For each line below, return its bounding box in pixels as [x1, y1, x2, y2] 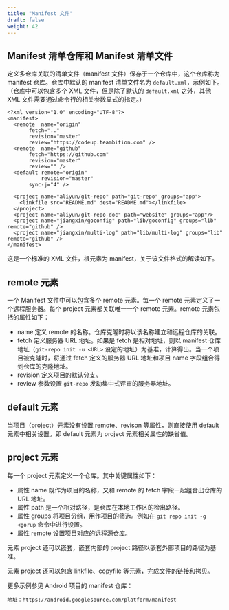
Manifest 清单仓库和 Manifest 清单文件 [7, 50, 173, 62]
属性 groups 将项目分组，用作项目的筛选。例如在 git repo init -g [17, 512, 206, 520]
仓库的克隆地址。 [23, 362, 72, 370]
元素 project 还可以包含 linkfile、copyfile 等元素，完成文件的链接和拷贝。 [7, 567, 214, 575]
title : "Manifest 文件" [7, 10, 74, 17]
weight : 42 [7, 23, 39, 30]
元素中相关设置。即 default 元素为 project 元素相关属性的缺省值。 [7, 429, 193, 437]
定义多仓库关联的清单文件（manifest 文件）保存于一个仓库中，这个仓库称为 [7, 69, 220, 78]
